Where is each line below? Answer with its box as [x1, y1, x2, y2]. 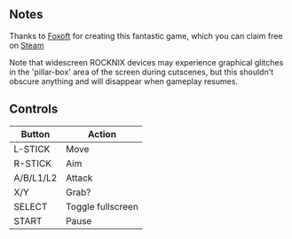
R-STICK [13, 157, 51, 169]
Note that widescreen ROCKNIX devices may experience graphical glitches [9, 57, 284, 67]
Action [87, 127, 117, 140]
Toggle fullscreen [65, 200, 139, 212]
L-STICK [13, 143, 51, 155]
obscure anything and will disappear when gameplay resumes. [9, 75, 238, 87]
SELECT [13, 200, 48, 212]
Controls [9, 102, 59, 117]
